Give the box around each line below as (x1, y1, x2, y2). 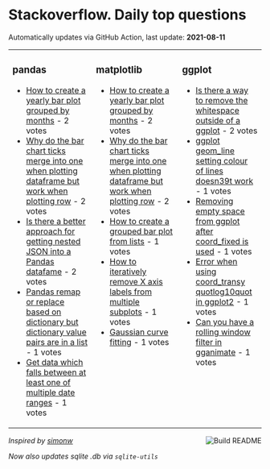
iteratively (109, 266, 147, 277)
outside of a (195, 114, 241, 126)
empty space (195, 205, 245, 217)
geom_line (195, 145, 235, 156)
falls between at (26, 367, 87, 378)
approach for (26, 226, 76, 237)
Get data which (26, 356, 84, 367)
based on (26, 306, 62, 318)
